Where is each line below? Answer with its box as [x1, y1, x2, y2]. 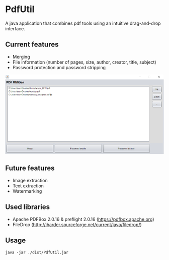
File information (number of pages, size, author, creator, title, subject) [12, 59, 157, 65]
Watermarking [12, 188, 42, 194]
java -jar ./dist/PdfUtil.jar [5, 250, 69, 255]
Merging [12, 54, 30, 60]
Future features [5, 164, 55, 173]
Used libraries [5, 203, 50, 212]
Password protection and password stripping [12, 64, 106, 70]
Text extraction [12, 183, 44, 189]
